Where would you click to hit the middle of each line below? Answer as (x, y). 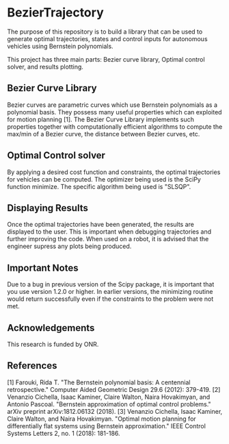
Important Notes (43, 268)
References (32, 366)
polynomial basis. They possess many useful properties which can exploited (114, 112)
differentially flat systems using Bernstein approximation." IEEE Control (107, 425)
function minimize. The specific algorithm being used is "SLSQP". (99, 186)
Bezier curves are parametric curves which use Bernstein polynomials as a (112, 105)
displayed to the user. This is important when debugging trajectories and (109, 232)
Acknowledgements (51, 328)
